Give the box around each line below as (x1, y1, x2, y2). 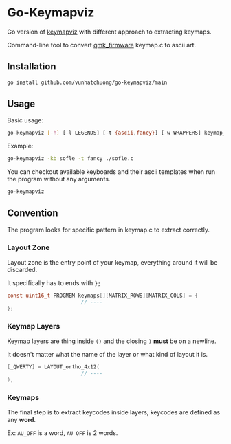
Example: (7, 142, 34, 151)
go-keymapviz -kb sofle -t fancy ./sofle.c (7, 155, 134, 162)
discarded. (7, 266, 38, 274)
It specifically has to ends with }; (7, 279, 101, 287)
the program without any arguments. (7, 175, 111, 184)
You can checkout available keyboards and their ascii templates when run (7, 168, 216, 176)
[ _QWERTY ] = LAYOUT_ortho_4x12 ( (7, 364, 100, 370)
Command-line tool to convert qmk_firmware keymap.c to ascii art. (7, 41, 197, 49)
